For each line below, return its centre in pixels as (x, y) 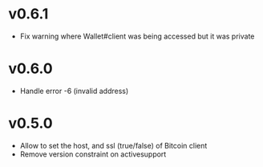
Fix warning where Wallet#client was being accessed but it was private (137, 36)
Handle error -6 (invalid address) (74, 91)
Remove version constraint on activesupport (93, 154)
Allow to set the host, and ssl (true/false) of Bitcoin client (113, 145)
